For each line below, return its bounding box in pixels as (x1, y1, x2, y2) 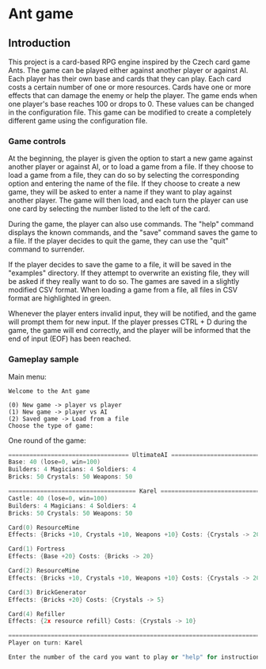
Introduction (8, 36, 71, 50)
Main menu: (8, 372, 47, 381)
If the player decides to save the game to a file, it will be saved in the (8, 260, 232, 270)
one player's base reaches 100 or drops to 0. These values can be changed (8, 100, 255, 108)
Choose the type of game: (8, 421, 93, 429)
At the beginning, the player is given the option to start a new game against (8, 153, 253, 163)
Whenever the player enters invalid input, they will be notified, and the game (8, 309, 257, 319)
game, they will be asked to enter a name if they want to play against (8, 187, 232, 197)
